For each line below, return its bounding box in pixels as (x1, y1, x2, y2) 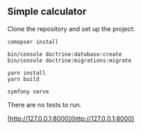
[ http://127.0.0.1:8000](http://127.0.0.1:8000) (7, 114, 135, 123)
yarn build (7, 75, 40, 82)
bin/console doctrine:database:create (7, 50, 122, 58)
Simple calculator (7, 6, 87, 18)
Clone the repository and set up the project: (7, 24, 136, 33)
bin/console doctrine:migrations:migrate (7, 57, 132, 64)
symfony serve (7, 88, 50, 95)
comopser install (7, 38, 59, 45)
